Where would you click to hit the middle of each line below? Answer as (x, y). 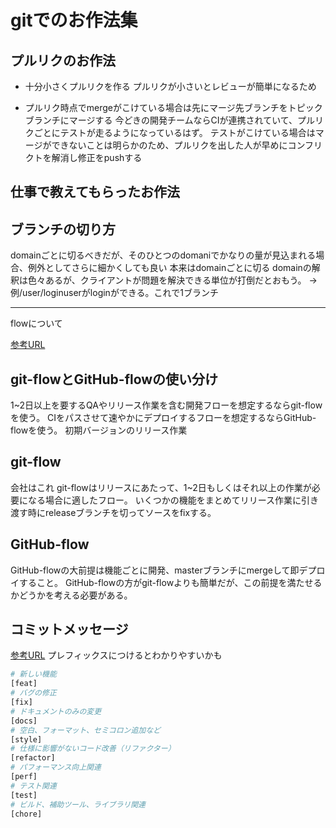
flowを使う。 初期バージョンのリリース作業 (99, 430)
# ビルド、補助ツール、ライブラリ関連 (78, 804)
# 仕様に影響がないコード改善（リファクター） (93, 749)
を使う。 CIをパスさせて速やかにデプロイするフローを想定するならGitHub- (163, 418)
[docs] (24, 721)
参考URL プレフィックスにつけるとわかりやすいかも (116, 655)
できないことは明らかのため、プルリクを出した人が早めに (169, 145)
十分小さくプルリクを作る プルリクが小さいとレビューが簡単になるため (170, 86)
